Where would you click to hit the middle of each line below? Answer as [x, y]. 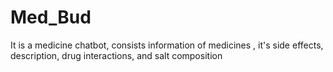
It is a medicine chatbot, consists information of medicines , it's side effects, [167, 45]
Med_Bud [51, 17]
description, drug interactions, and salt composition [116, 55]
